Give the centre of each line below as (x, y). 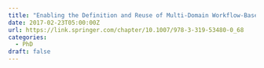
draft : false (29, 52)
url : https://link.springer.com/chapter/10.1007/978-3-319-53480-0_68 (126, 30)
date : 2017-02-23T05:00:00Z (54, 23)
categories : (27, 37)
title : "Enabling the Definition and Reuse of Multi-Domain (109, 15)
